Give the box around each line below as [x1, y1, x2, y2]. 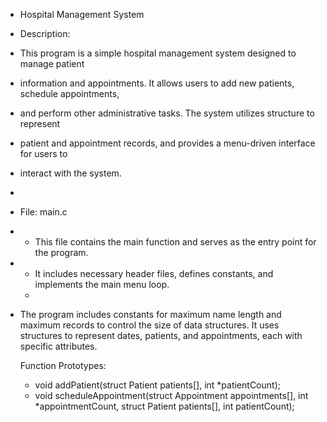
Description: [19, 28, 71, 39]
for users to [19, 148, 68, 159]
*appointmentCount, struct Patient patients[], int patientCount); [34, 400, 295, 412]
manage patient [19, 58, 85, 69]
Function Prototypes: [19, 360, 107, 371]
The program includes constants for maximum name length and [19, 309, 282, 320]
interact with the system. [19, 167, 122, 179]
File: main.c [19, 206, 68, 218]
